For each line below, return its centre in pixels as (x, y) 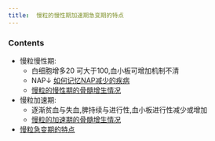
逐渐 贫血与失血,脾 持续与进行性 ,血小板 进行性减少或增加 (119, 110)
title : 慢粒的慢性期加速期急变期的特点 (66, 15)
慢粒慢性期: (38, 60)
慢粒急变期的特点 (47, 129)
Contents (26, 42)
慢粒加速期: (38, 99)
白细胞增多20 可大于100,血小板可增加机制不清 (105, 70)
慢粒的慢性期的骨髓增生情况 (76, 90)
